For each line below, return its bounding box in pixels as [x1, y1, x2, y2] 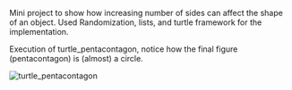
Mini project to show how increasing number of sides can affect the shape [9, 8, 284, 18]
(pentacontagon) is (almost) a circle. [9, 53, 143, 63]
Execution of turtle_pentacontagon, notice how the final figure [9, 44, 238, 54]
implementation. [9, 27, 69, 37]
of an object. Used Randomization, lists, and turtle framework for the [9, 17, 262, 28]
